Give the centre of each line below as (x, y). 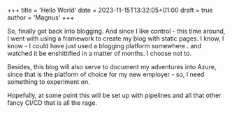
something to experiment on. (49, 82)
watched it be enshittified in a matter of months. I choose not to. (100, 53)
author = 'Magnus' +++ (41, 17)
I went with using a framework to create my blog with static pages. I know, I (116, 38)
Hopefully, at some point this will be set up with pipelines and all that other (114, 95)
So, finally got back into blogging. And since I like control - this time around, (116, 31)
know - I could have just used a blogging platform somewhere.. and (104, 46)
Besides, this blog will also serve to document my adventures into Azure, (112, 67)
